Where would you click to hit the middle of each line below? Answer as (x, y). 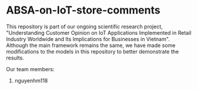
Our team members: (30, 69)
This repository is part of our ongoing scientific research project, (84, 26)
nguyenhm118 (31, 81)
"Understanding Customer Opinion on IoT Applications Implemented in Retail (99, 32)
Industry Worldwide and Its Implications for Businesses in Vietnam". (88, 39)
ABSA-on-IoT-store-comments (83, 10)
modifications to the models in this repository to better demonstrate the (93, 51)
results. (15, 58)
